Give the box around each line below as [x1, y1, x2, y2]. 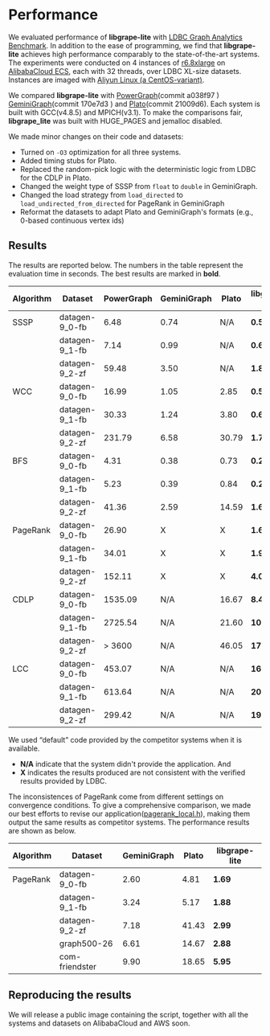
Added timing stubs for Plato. [19, 155, 117, 166]
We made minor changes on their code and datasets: [8, 131, 184, 141]
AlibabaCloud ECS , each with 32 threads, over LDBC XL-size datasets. [8, 66, 242, 76]
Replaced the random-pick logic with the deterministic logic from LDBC [19, 164, 256, 174]
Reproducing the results [8, 989, 132, 1002]
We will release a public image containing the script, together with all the [8, 1009, 249, 1019]
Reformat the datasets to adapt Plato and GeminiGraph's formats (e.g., [19, 207, 254, 216]
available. [8, 743, 40, 753]
